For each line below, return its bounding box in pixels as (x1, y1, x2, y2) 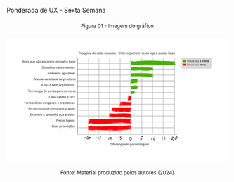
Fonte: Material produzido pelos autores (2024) (60, 169, 175, 176)
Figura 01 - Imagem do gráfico (81, 22, 154, 30)
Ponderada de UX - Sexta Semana (6, 6, 106, 14)
